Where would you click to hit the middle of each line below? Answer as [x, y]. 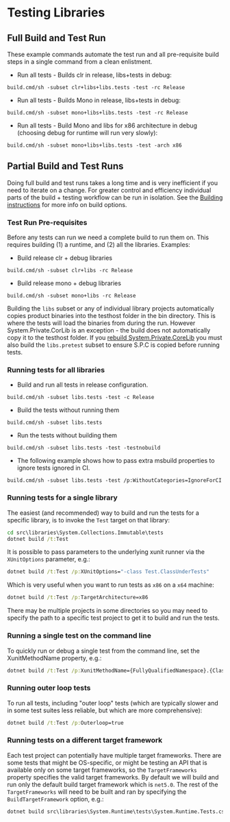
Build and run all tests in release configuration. [82, 385]
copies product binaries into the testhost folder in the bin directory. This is [111, 316]
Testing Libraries [56, 13]
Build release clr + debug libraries [65, 258]
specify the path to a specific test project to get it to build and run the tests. [114, 618]
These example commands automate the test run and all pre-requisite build [113, 54]
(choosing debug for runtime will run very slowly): [87, 133]
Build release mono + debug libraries [69, 283]
